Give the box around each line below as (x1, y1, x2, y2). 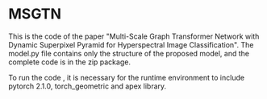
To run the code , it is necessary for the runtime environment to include (8, 72, 244, 82)
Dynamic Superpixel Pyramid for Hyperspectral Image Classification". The (8, 39, 254, 49)
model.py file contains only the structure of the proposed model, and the (8, 48, 250, 58)
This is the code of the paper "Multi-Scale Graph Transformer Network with (8, 31, 260, 41)
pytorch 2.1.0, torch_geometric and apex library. (8, 81, 167, 91)
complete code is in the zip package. (8, 57, 131, 67)
